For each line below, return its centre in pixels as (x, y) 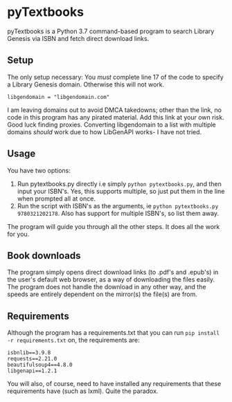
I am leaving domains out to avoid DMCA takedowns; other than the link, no (114, 110)
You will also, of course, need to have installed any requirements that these (114, 384)
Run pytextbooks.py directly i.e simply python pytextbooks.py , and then (119, 183)
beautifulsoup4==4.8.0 (40, 365)
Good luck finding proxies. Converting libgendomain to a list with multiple (111, 125)
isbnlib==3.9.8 (29, 353)
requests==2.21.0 (32, 359)
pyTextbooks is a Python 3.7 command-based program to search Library (111, 31)
